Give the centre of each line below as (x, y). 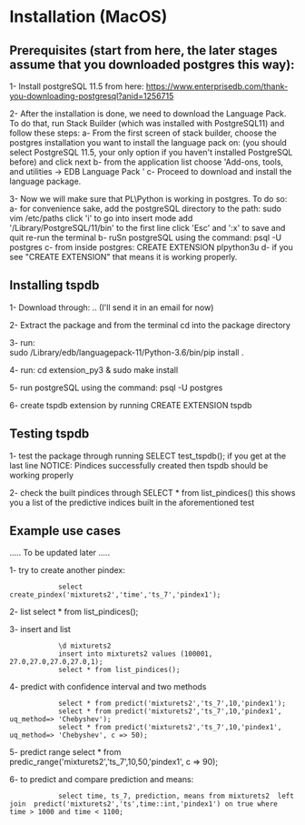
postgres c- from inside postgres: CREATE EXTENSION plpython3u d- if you (151, 247)
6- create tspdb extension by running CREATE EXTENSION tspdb (131, 405)
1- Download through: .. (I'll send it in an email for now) (112, 307)
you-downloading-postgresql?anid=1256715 (92, 96)
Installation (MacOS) (89, 17)
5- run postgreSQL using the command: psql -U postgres (116, 387)
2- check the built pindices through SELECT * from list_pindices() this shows (152, 492)
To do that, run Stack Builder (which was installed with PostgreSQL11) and (147, 123)
